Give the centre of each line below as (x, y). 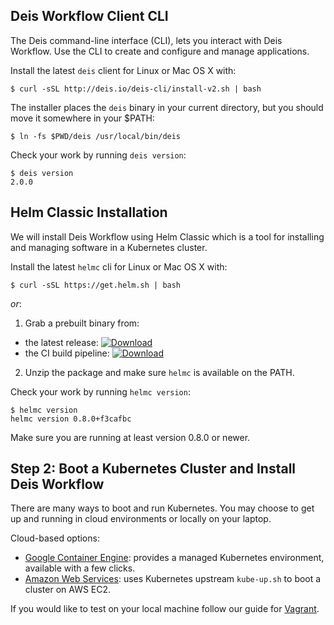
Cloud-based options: (55, 538)
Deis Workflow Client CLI (89, 16)
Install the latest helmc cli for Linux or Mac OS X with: (119, 266)
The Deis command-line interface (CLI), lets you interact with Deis (146, 40)
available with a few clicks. (80, 568)
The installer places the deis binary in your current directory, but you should (167, 107)
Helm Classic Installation (89, 212)
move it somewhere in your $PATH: (82, 118)
